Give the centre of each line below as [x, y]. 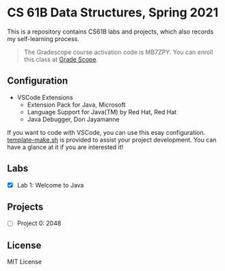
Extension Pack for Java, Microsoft [76, 105]
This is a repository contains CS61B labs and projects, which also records [110, 31]
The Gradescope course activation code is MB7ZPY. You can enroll [118, 52]
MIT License [25, 262]
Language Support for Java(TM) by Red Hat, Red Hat [102, 112]
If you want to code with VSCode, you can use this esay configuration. [106, 132]
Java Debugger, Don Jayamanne [73, 119]
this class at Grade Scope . [61, 59]
